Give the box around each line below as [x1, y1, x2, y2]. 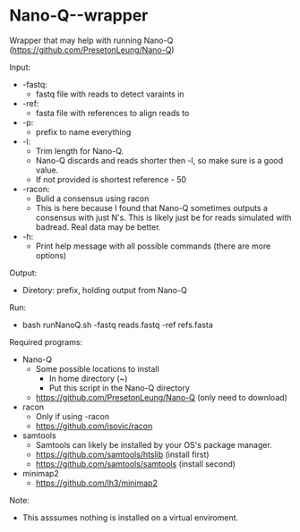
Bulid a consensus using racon [35, 193, 150, 204]
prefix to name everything [35, 126, 132, 137]
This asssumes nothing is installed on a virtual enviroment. [21, 511, 239, 523]
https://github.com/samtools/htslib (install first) [35, 449, 210, 460]
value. [35, 165, 59, 175]
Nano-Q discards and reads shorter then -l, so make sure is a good [35, 155, 284, 165]
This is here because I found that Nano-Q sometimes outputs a [35, 202, 269, 213]
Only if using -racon [35, 410, 110, 421]
